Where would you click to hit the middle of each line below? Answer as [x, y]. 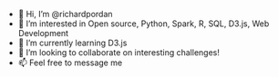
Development [43, 33]
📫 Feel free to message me [70, 63]
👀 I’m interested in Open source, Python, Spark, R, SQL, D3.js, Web [144, 24]
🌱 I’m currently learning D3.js [72, 43]
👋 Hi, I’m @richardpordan [65, 14]
